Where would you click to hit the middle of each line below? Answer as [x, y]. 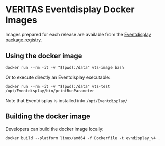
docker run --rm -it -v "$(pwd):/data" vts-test [58, 86]
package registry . [24, 40]
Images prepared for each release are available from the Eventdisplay [78, 34]
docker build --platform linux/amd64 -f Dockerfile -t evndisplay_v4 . [83, 138]
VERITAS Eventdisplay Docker [70, 9]
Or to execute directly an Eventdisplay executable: [58, 77]
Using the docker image [44, 56]
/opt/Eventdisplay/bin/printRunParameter [50, 91]
